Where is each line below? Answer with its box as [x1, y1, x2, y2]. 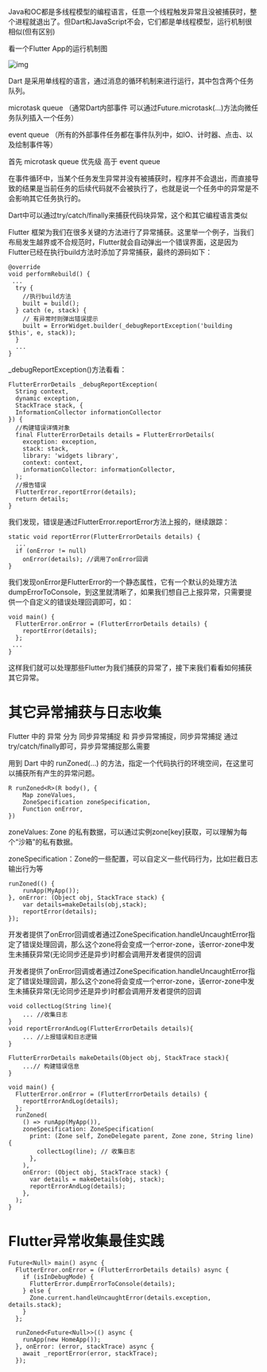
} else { [22, 1287, 52, 1295]
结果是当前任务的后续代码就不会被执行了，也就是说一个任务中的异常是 [21, 184, 252, 193]
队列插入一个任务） [14, 113, 78, 122]
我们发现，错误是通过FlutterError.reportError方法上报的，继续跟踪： [8, 517, 230, 526]
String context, [15, 388, 69, 396]
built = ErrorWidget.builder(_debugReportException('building [22, 322, 233, 330]
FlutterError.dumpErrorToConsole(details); [29, 1280, 176, 1288]
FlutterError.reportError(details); [15, 488, 137, 496]
